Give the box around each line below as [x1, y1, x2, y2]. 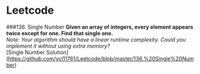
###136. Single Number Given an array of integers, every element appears [6, 23, 193, 30]
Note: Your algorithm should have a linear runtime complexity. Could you [6, 36, 186, 43]
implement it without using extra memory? [6, 42, 110, 50]
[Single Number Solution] [6, 48, 69, 55]
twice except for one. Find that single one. [6, 29, 114, 36]
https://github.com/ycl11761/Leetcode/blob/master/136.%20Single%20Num [8, 55, 195, 62]
